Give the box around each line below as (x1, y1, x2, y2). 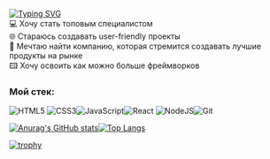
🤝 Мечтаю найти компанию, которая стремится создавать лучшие (9, 41, 262, 51)
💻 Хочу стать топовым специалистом (9, 19, 153, 28)
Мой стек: (9, 85, 55, 97)
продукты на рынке (9, 50, 83, 61)
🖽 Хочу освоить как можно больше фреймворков (9, 60, 200, 71)
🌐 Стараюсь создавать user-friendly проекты (9, 31, 181, 42)
